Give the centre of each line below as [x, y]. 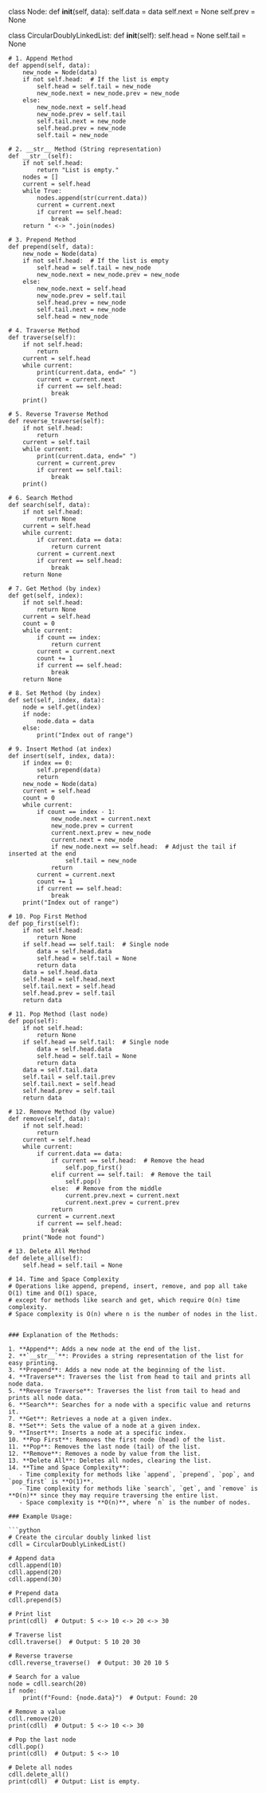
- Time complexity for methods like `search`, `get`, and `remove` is [139, 1488]
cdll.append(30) [35, 1579]
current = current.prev [76, 463]
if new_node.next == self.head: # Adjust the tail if [144, 847]
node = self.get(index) [62, 707]
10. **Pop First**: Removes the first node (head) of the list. [117, 1440]
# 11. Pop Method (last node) [59, 1014]
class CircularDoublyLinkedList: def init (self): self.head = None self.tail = [127, 35]
